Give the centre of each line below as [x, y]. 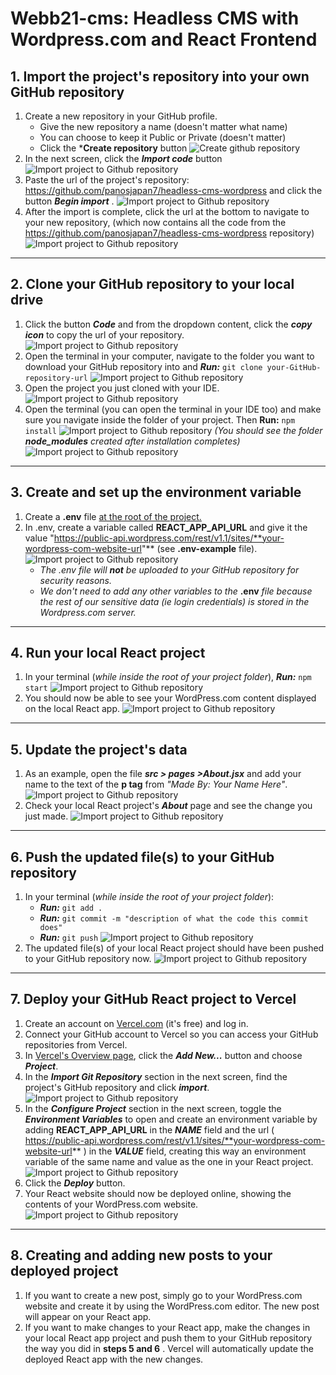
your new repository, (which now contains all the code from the [155, 222]
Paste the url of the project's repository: [107, 180]
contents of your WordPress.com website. [111, 1204]
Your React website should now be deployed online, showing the [158, 1193]
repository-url [56, 378]
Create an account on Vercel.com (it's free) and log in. [136, 1023]
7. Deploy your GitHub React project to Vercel [153, 999]
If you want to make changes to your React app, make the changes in [167, 1327]
